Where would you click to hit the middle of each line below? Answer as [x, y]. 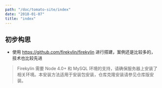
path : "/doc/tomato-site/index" [38, 9]
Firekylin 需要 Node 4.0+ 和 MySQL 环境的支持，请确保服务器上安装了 [87, 69]
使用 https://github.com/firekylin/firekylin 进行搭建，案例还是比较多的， [84, 52]
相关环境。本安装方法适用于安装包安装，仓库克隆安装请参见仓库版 [83, 75]
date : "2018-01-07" [25, 14]
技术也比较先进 [27, 58]
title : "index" [20, 18]
